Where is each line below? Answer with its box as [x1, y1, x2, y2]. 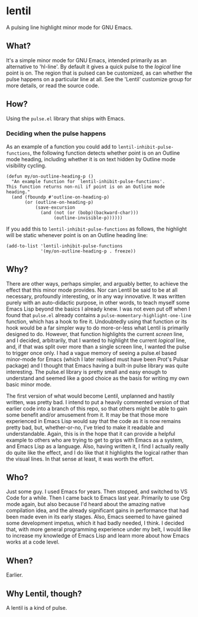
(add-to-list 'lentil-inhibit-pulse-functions [6, 243, 123, 249]
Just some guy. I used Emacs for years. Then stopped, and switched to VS [6, 488, 188, 495]
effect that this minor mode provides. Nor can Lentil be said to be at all [6, 286, 178, 293]
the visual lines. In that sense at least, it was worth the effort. [6, 455, 154, 462]
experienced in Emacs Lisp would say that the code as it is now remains [6, 417, 181, 424]
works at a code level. [6, 538, 60, 546]
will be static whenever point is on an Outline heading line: [6, 231, 148, 238]
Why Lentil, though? [6, 589, 82, 599]
